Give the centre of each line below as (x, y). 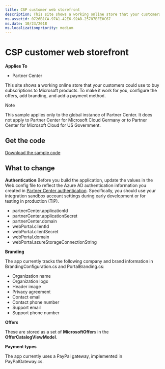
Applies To (16, 66)
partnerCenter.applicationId (40, 211)
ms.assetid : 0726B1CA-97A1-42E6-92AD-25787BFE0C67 (58, 19)
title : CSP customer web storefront (42, 10)
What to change (30, 168)
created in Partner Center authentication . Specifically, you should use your (81, 190)
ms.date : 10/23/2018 (26, 23)
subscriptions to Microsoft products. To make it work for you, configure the (81, 91)
